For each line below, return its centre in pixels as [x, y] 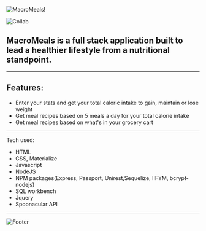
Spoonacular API [36, 204]
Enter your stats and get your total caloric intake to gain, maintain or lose [107, 103]
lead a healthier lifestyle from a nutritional [88, 50]
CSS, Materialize [36, 158]
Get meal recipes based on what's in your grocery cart [84, 122]
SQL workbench [36, 191]
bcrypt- [179, 178]
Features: [25, 88]
